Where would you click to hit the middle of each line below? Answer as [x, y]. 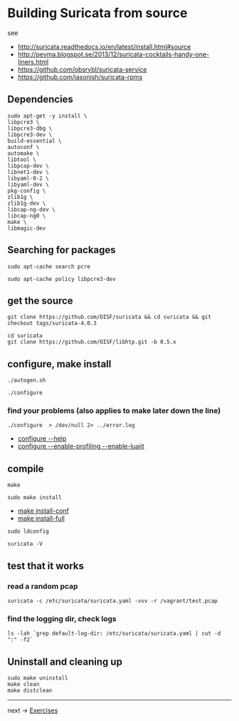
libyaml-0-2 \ [28, 178]
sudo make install [34, 498]
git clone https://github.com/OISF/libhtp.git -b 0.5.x [92, 342]
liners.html [33, 61]
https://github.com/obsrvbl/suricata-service [82, 69]
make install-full [41, 518]
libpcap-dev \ [28, 165]
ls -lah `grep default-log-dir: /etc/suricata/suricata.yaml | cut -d [114, 634]
